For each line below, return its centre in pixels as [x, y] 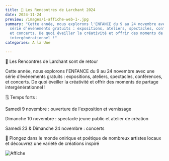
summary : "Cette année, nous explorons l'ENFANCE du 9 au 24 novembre [81, 24]
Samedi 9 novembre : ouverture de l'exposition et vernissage [68, 109]
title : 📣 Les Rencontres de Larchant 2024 [50, 10]
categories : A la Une [28, 43]
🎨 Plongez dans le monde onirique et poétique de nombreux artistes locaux [83, 138]
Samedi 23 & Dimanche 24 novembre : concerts [55, 128]
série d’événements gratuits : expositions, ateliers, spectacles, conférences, [84, 76]
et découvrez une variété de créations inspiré [52, 143]
